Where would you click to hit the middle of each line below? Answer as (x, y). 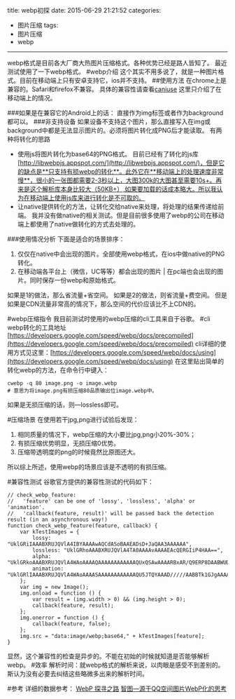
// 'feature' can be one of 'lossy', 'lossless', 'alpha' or (101, 501)
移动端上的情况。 (32, 98)
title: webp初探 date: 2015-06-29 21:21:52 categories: (84, 10)
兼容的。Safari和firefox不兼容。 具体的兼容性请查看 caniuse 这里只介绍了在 (115, 89)
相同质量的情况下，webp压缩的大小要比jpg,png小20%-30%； (106, 434)
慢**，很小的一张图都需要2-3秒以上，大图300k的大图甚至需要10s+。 (116, 180)
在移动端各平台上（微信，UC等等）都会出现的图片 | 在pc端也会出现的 (117, 271)
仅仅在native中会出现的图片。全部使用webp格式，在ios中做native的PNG (121, 254)
